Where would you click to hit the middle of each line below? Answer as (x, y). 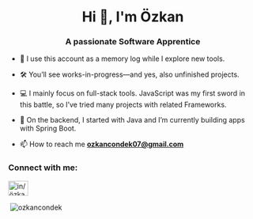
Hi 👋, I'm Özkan (133, 17)
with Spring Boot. (48, 128)
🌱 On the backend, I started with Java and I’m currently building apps (132, 120)
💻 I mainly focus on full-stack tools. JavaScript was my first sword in (132, 93)
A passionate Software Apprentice (133, 42)
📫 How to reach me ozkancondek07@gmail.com (102, 144)
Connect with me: (43, 168)
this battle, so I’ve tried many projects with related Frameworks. (123, 105)
